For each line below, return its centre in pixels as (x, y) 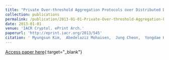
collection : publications (32, 14)
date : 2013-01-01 (23, 24)
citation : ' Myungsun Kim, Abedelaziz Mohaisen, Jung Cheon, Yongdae (83, 38)
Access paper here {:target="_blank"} (44, 52)
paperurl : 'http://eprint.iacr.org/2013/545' (54, 33)
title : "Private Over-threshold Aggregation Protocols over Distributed (83, 10)
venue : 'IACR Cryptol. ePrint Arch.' (45, 28)
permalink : (17, 19)
